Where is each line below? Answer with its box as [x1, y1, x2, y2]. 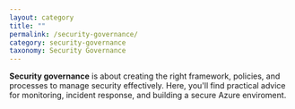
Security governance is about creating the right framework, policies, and [9, 71, 281, 81]
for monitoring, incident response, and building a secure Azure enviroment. [9, 90, 287, 101]
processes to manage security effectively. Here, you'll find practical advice [9, 80, 286, 91]
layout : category [9, 13, 74, 22]
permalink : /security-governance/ [9, 29, 139, 38]
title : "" [9, 21, 47, 30]
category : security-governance [9, 38, 126, 47]
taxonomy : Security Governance [9, 46, 126, 55]
